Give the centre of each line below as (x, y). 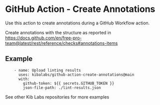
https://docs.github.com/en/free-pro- (43, 38)
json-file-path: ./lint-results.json (62, 88)
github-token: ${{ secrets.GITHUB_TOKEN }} (69, 83)
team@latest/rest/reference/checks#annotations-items (62, 43)
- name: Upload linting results (47, 70)
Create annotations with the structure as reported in (58, 32)
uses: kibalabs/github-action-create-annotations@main (76, 75)
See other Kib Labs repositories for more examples (57, 97)
